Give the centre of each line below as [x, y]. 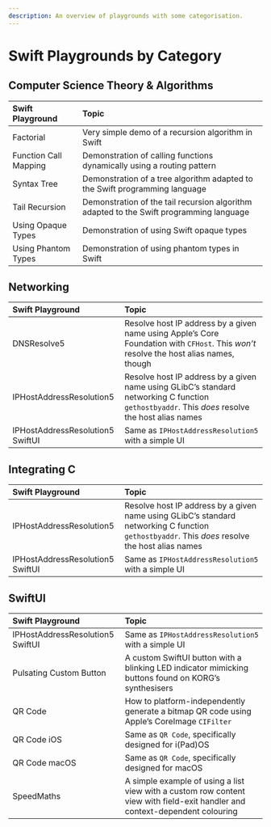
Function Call [37, 155]
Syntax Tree [35, 184]
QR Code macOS [44, 763]
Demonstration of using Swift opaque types [165, 230]
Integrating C [42, 469]
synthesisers [149, 688]
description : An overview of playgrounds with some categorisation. [126, 16]
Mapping [29, 165]
